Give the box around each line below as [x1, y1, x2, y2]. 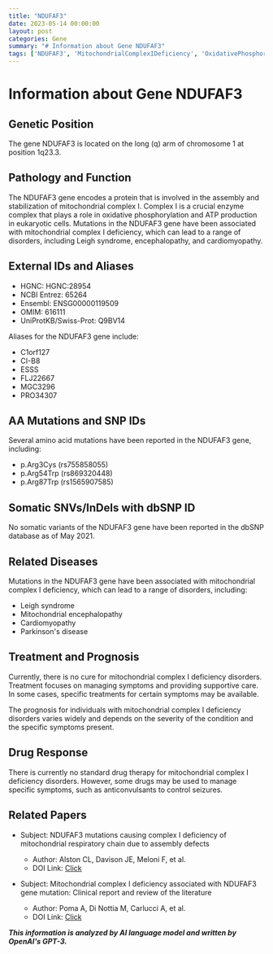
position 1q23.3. [8, 147, 62, 157]
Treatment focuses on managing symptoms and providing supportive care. [8, 680, 258, 690]
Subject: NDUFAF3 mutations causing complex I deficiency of [19, 829, 227, 839]
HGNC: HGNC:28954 [19, 281, 92, 291]
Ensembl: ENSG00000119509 [19, 298, 119, 308]
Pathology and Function [8, 171, 132, 185]
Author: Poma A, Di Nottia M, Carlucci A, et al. [32, 903, 186, 912]
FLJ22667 [19, 373, 55, 383]
